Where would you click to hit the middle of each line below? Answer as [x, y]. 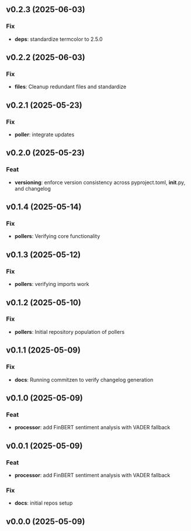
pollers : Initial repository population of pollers [70, 332]
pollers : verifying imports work [52, 284]
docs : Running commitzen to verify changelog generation [84, 380]
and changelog [32, 188]
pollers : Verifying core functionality [57, 236]
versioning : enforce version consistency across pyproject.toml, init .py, [100, 182]
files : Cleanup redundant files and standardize [70, 87]
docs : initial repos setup [44, 503]
